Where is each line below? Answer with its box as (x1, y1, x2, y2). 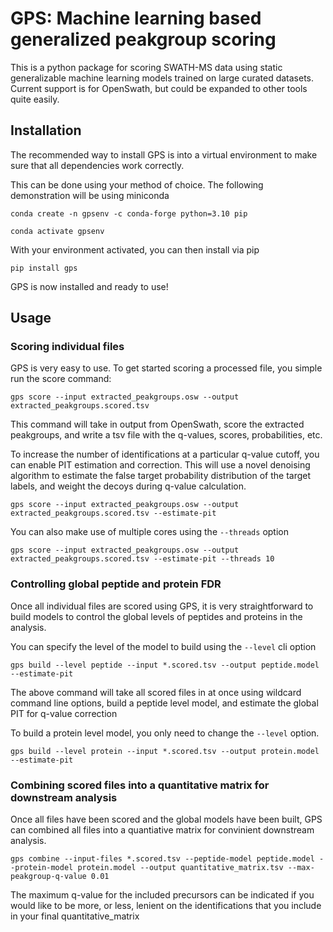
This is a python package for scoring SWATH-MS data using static (10, 61, 283, 73)
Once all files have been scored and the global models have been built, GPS (10, 813, 323, 826)
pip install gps (10, 263, 78, 273)
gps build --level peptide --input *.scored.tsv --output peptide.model (10, 660, 320, 670)
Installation (10, 122, 82, 139)
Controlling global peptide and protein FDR (10, 577, 222, 591)
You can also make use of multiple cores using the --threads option (10, 526, 289, 538)
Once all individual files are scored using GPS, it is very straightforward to (10, 600, 314, 612)
